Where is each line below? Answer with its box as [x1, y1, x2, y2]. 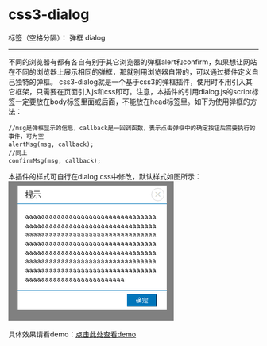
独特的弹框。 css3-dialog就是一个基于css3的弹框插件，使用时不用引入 [14, 77, 246, 86]
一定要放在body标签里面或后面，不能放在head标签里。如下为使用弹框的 [14, 97, 250, 106]
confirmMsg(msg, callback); [8, 156, 102, 164]
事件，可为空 [8, 133, 44, 140]
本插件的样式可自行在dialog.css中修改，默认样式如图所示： [8, 171, 203, 181]
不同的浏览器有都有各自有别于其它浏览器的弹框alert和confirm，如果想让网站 [8, 57, 257, 67]
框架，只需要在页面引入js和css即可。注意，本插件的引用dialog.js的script [14, 86, 252, 96]
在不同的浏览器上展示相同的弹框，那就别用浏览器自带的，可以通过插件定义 [8, 67, 252, 76]
